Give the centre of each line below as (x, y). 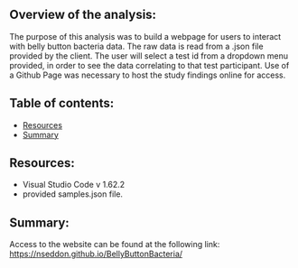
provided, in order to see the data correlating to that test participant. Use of (149, 65)
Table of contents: (62, 103)
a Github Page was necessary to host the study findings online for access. (148, 75)
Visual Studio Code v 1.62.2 (74, 185)
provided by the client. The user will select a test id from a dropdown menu (149, 55)
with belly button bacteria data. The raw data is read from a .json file (136, 46)
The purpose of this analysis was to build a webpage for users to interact (145, 36)
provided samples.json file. (73, 194)
